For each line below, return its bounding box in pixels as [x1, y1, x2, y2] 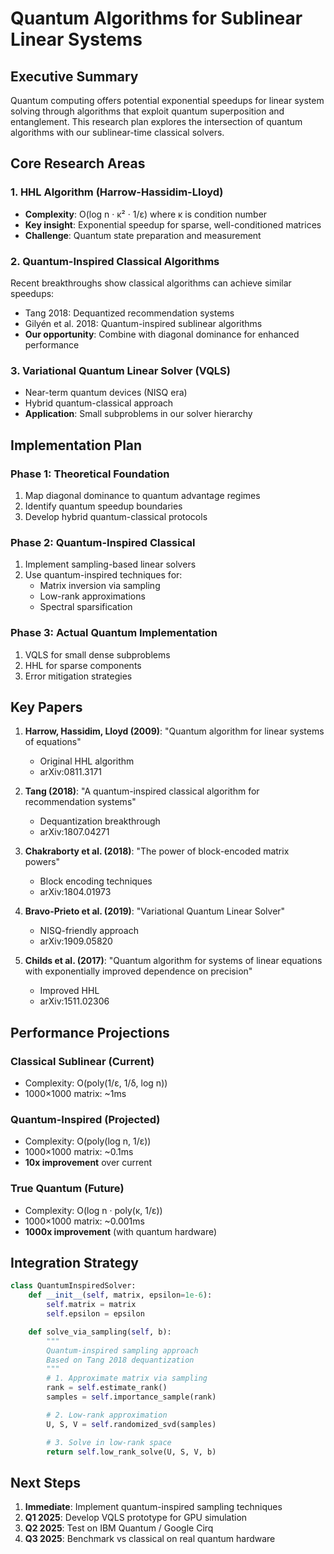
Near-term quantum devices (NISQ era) [24, 387, 188, 399]
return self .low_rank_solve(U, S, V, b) [46, 1447, 217, 1457]
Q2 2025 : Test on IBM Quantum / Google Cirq [24, 1522, 214, 1534]
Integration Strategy [10, 1255, 139, 1272]
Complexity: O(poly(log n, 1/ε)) [24, 1135, 152, 1147]
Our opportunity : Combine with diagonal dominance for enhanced [24, 328, 300, 340]
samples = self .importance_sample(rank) [46, 1392, 217, 1402]
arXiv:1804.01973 [39, 886, 112, 898]
